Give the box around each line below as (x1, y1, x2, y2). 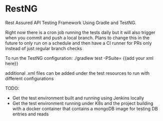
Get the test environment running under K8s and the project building (12, 100, 153, 106)
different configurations (5, 75, 54, 81)
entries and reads (12, 111, 49, 117)
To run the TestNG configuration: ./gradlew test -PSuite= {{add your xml (5, 55, 153, 61)
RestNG (5, 3, 38, 15)
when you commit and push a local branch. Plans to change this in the (5, 35, 150, 41)
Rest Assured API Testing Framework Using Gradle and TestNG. (5, 20, 136, 26)
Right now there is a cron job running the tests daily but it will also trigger (5, 29, 156, 35)
